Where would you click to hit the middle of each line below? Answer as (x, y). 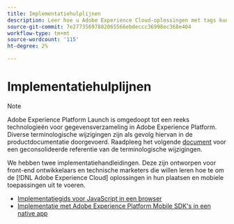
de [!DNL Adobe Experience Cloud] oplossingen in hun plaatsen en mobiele (116, 177)
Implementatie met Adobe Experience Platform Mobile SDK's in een (114, 206)
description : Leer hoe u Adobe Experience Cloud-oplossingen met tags (112, 20)
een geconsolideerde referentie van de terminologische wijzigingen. (105, 149)
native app (32, 213)
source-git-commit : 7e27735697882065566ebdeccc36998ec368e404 (99, 27)
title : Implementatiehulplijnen (54, 14)
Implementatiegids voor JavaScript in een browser (89, 198)
